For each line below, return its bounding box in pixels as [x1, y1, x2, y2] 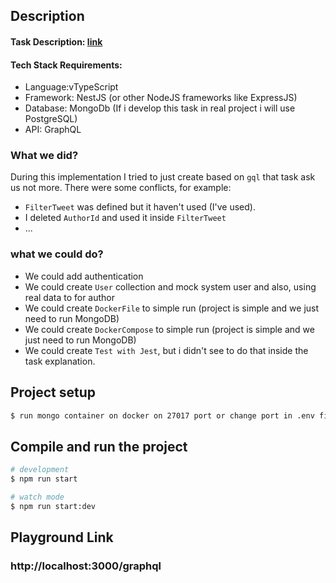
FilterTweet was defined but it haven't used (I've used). [24, 201, 256, 213]
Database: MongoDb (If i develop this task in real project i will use [24, 102, 296, 114]
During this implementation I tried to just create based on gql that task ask [10, 171, 316, 183]
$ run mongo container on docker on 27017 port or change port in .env [10, 410, 315, 421]
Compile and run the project [10, 438, 188, 455]
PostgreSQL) [24, 113, 78, 125]
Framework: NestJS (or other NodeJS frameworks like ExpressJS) [24, 92, 298, 104]
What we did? [10, 149, 79, 163]
